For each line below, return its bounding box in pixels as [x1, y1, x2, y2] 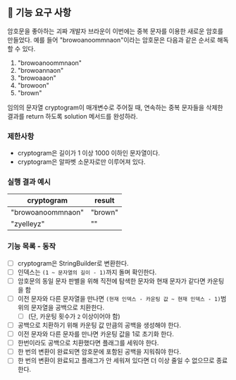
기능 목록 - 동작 [7, 242, 56, 251]
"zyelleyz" [11, 219, 45, 229]
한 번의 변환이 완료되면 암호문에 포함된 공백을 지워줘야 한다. [17, 348, 182, 356]
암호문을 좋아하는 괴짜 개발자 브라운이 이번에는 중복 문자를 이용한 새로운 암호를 [7, 27, 224, 35]
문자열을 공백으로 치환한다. [30, 303, 104, 311]
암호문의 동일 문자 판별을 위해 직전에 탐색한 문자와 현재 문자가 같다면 [17, 276, 206, 285]
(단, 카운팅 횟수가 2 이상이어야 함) [27, 311, 121, 320]
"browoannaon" [17, 66, 64, 74]
